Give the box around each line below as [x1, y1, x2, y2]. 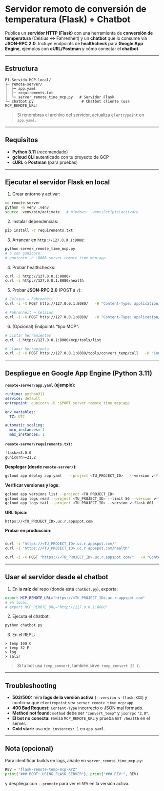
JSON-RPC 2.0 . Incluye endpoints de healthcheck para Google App [5, 40, 143, 46]
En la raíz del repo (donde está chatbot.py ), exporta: [12, 586, 118, 592]
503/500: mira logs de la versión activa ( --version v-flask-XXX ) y [12, 694, 147, 700]
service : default [5, 396, 41, 401]
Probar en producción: [5, 528, 52, 534]
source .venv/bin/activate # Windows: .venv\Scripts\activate [5, 210, 139, 215]
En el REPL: [12, 632, 36, 638]
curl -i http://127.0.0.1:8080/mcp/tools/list [5, 337, 102, 343]
